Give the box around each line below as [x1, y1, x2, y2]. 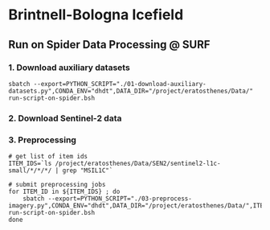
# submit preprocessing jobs [8, 181, 106, 189]
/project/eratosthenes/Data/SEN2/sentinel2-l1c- [55, 159, 221, 168]
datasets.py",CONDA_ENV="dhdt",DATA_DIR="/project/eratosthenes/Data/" [8, 87, 253, 95]
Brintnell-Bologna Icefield [8, 6, 184, 24]
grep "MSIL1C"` [62, 166, 113, 175]
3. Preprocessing [8, 134, 76, 146]
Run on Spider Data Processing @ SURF [8, 38, 211, 51]
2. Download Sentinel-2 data [8, 113, 122, 124]
